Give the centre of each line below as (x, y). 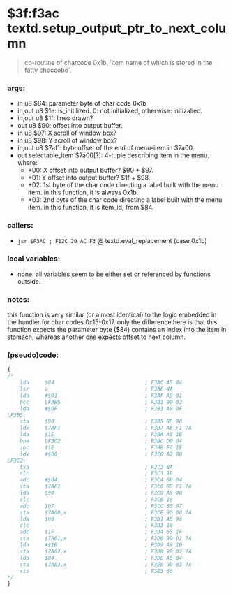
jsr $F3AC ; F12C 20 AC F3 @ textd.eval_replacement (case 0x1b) (112, 240)
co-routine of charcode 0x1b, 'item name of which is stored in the (118, 62)
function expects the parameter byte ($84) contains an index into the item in (117, 330)
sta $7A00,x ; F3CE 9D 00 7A (106, 512)
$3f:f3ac (33, 14)
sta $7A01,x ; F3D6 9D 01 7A (106, 539)
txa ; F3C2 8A (96, 467)
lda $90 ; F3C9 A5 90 (101, 493)
